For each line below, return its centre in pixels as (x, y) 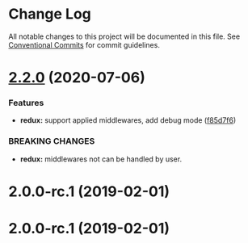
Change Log (50, 14)
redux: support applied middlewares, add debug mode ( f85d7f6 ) (128, 120)
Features (26, 103)
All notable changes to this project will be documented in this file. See (124, 36)
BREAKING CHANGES (52, 141)
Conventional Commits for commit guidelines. (84, 44)
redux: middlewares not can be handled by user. (101, 159)
